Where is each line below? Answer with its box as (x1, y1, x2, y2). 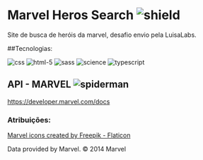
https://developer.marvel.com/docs (7, 97, 110, 105)
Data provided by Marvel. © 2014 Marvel (7, 145, 126, 154)
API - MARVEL (7, 79, 71, 91)
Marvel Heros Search (7, 7, 134, 23)
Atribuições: (7, 115, 51, 125)
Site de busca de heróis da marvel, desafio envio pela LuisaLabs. (7, 30, 197, 39)
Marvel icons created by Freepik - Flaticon (7, 131, 131, 139)
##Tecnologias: (7, 44, 53, 52)
